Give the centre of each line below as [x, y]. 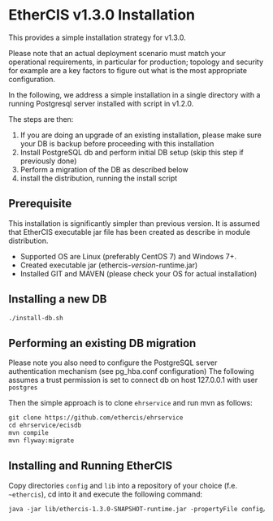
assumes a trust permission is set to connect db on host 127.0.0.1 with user [133, 380]
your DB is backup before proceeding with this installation [117, 143]
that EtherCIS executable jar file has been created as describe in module [129, 232]
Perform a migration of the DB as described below [104, 169]
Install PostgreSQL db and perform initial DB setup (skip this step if [132, 152]
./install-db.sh [36, 318]
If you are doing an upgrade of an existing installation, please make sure [141, 135]
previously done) [48, 161]
